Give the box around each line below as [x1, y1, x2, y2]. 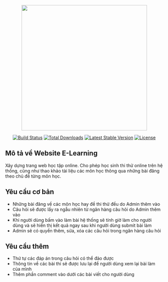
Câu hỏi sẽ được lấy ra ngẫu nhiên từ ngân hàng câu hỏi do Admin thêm [12, 206, 161, 212]
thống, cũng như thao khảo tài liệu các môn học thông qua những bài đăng [5, 168, 159, 174]
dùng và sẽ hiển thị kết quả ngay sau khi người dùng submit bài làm [12, 222, 152, 228]
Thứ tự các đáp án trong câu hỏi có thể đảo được [12, 255, 114, 261]
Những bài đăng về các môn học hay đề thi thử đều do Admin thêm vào [12, 201, 160, 207]
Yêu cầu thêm [5, 242, 49, 251]
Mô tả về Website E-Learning [5, 149, 98, 158]
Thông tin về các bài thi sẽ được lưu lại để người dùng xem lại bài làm [12, 261, 155, 267]
